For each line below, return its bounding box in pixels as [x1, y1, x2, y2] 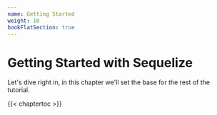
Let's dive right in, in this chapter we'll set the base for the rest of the [7, 78, 211, 86]
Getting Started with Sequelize [7, 54, 193, 71]
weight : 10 [7, 17, 40, 24]
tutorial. [7, 86, 30, 94]
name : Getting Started [7, 10, 75, 18]
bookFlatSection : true [7, 24, 75, 31]
